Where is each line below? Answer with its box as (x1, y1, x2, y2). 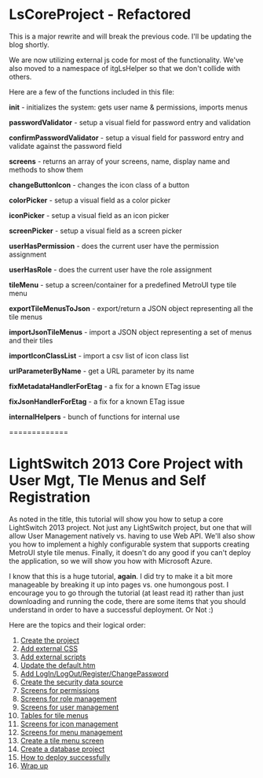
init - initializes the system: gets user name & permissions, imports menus (9, 102, 248, 112)
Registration (9, 488, 91, 506)
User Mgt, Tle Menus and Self (9, 472, 206, 490)
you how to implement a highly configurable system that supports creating (9, 539, 250, 549)
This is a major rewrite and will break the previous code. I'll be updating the (9, 31, 252, 41)
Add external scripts (20, 652, 86, 661)
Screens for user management (20, 702, 119, 712)
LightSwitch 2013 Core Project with (9, 455, 244, 473)
